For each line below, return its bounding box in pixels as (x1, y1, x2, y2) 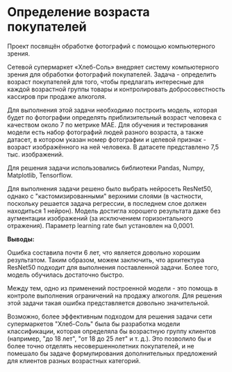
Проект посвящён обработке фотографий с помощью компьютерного (7, 42, 215, 50)
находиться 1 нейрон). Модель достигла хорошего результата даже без (7, 207, 221, 215)
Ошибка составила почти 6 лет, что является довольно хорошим (7, 248, 201, 257)
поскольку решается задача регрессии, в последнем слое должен (7, 199, 207, 207)
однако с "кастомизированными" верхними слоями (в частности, (7, 192, 204, 200)
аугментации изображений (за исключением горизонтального (7, 213, 193, 223)
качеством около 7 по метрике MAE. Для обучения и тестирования (7, 120, 208, 129)
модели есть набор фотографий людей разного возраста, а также (7, 128, 204, 136)
